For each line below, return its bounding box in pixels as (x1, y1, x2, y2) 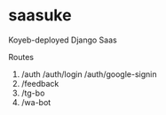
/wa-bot (20, 96, 51, 107)
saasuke (8, 5, 72, 26)
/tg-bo (20, 88, 45, 98)
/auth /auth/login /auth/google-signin (20, 68, 157, 80)
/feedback (20, 78, 59, 88)
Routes (8, 51, 35, 62)
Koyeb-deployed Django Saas (8, 34, 117, 45)
